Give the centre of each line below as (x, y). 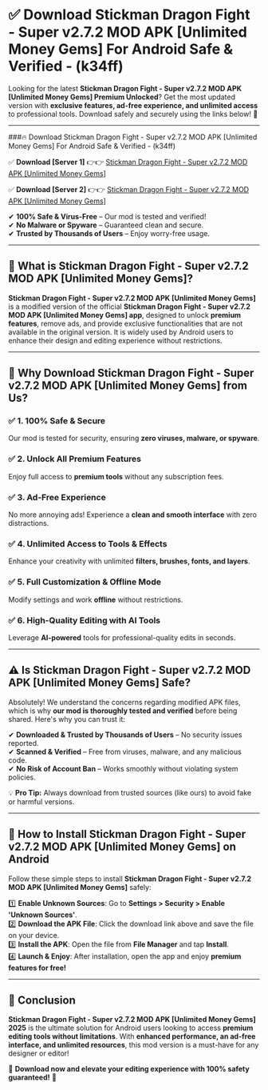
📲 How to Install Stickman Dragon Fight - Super (127, 834)
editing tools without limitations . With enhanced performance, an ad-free (132, 1036)
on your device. (34, 935)
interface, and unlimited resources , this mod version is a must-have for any (134, 1045)
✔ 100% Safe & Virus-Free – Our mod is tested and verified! (107, 216)
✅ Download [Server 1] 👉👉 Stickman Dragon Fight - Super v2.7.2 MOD (128, 162)
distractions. (29, 523)
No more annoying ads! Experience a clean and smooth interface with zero (133, 515)
